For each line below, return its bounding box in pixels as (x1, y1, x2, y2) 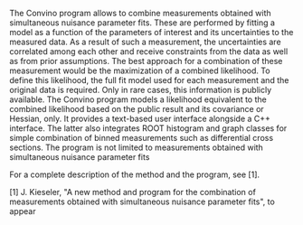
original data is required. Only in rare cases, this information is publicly (9, 85, 272, 95)
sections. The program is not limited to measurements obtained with (9, 142, 264, 153)
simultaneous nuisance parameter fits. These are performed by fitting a (9, 17, 276, 28)
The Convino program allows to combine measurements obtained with (9, 8, 271, 18)
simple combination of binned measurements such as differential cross (9, 133, 274, 143)
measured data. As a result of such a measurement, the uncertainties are (9, 36, 282, 47)
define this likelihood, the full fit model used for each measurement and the (9, 75, 289, 85)
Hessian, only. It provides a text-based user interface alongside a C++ (9, 113, 271, 124)
